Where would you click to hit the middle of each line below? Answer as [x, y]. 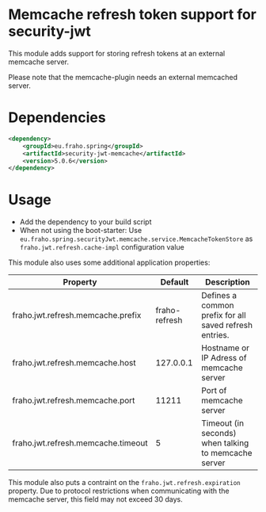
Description [228, 282]
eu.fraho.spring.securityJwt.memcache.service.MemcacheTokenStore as [136, 239]
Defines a [219, 296]
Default [175, 282]
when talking [225, 443]
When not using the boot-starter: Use [81, 231]
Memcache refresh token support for [133, 15]
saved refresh [227, 325]
